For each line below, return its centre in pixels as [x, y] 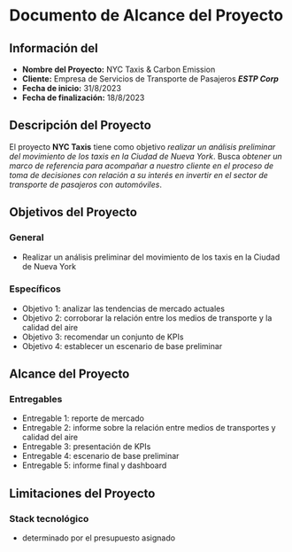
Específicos [35, 289]
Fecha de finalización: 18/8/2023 [83, 97]
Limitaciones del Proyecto [82, 493]
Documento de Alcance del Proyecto [146, 16]
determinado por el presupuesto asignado [98, 538]
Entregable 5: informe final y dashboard [94, 465]
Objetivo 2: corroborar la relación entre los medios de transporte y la [147, 318]
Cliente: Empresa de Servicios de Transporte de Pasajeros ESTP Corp [150, 79]
